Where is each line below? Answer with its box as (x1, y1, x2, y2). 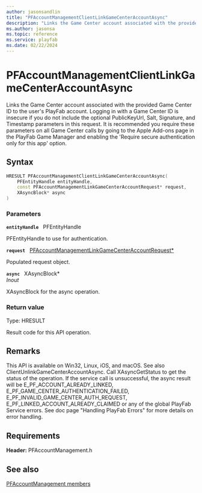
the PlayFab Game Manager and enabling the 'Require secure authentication (6, 133, 195, 140)
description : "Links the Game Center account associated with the (6, 20, 176, 26)
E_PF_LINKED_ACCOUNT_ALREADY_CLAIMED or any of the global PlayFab (6, 400, 191, 407)
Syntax (6, 157, 34, 168)
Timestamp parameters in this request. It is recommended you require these (6, 120, 195, 127)
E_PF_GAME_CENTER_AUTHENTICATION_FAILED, (6, 388, 130, 395)
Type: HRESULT (6, 317, 46, 324)
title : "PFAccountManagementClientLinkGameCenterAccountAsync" (6, 14, 168, 20)
